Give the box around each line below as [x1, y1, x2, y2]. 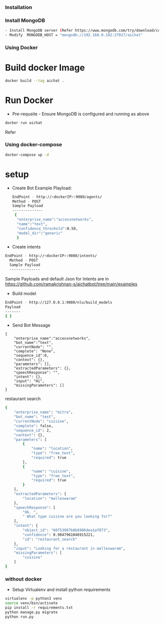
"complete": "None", [14, 349, 56, 354]
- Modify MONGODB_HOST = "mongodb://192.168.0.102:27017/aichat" [5, 33, 143, 38]
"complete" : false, [14, 423, 54, 428]
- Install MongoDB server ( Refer [5, 28, 73, 33]
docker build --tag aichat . [5, 78, 64, 83]
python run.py [5, 614, 34, 619]
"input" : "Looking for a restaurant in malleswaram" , [14, 546, 125, 551]
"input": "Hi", [14, 379, 45, 384]
